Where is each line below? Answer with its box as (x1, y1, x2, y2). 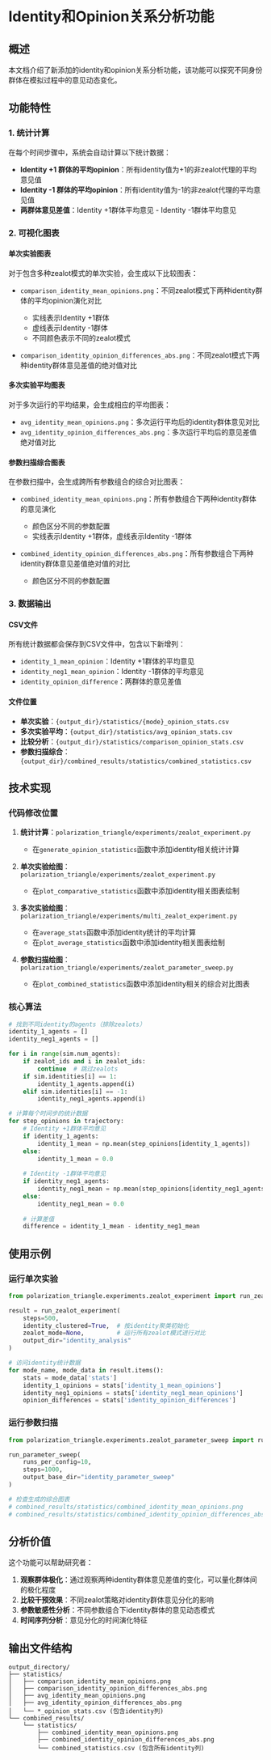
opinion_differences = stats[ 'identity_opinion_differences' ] (23, 1397, 236, 1405)
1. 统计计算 (8, 127, 50, 138)
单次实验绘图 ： (19, 862, 70, 872)
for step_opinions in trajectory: (8, 1117, 125, 1126)
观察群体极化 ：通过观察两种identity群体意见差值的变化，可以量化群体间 (19, 1575, 257, 1584)
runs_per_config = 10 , (23, 1458, 92, 1466)
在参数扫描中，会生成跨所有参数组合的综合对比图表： (8, 477, 186, 486)
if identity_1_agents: (23, 1132, 99, 1140)
